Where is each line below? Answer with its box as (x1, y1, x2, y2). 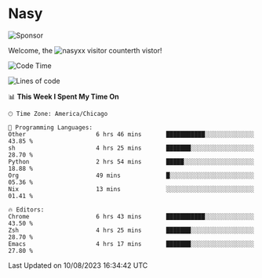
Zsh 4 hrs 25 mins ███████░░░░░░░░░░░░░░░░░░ (8, 226, 255, 234)
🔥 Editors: (8, 205, 45, 214)
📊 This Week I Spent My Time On (8, 92, 119, 101)
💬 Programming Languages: (8, 123, 93, 132)
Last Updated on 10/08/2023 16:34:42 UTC (8, 260, 148, 270)
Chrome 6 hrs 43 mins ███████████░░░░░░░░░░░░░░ (8, 212, 255, 220)
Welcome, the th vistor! (8, 45, 162, 55)
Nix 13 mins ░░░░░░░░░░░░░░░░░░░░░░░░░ (8, 185, 255, 193)
